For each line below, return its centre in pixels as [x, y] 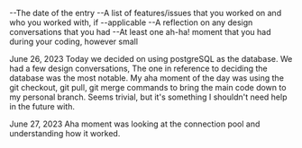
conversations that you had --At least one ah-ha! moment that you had [141, 32]
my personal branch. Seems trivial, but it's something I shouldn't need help [148, 97]
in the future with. [42, 106]
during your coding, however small [73, 41]
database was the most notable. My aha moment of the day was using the [146, 78]
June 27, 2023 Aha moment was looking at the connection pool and [135, 124]
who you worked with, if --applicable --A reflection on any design [131, 22]
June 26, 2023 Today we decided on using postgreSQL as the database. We [151, 59]
